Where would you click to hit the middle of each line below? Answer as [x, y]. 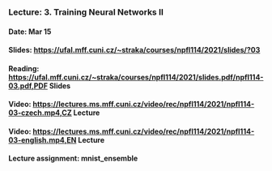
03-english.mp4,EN [42, 139]
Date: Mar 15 [30, 32]
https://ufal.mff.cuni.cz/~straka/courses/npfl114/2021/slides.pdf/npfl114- [136, 77]
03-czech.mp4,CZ [40, 113]
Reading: [24, 68]
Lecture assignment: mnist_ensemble [73, 158]
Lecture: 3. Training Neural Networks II [86, 12]
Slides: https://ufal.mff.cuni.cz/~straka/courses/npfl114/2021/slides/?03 [134, 50]
